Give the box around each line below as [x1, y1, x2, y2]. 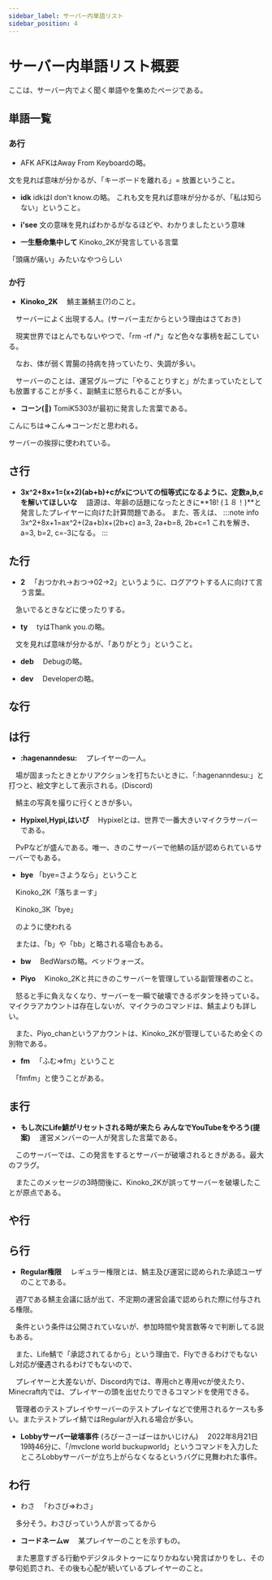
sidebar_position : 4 [8, 20, 79, 28]
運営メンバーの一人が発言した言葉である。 [39, 1133, 182, 1143]
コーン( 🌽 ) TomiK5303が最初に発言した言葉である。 [19, 403, 192, 413]
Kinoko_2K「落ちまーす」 [15, 887, 101, 897]
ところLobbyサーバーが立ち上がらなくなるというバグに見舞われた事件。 [19, 1452, 262, 1462]
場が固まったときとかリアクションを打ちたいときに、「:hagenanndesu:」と [15, 770, 265, 781]
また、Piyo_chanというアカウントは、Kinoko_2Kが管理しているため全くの [15, 1029, 263, 1038]
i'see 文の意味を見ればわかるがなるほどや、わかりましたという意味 [19, 220, 246, 230]
